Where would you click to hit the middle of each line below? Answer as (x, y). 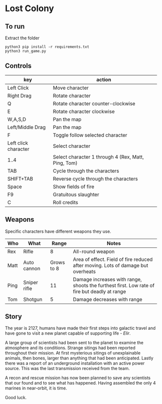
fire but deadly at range (100, 291)
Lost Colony (30, 8)
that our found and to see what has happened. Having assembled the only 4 (81, 383)
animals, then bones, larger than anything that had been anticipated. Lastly (79, 358)
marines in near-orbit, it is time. (36, 388)
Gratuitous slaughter (76, 194)
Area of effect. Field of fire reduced (113, 259)
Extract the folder (22, 38)
